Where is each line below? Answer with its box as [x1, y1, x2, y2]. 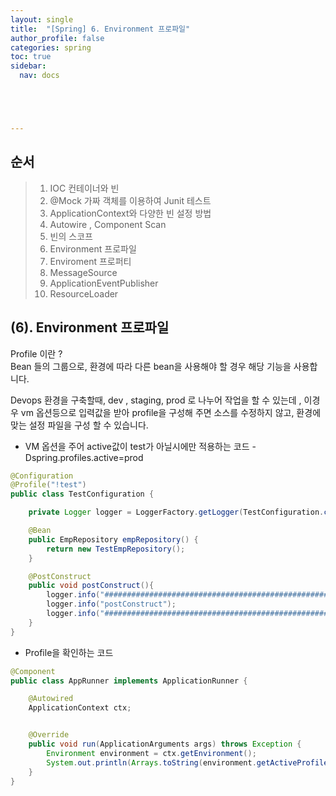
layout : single [10, 14, 74, 25]
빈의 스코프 [49, 230, 93, 242]
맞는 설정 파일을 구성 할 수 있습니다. [10, 419, 149, 431]
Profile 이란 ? [10, 347, 63, 360]
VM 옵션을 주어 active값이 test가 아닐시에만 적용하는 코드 [24, 440, 250, 452]
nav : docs [19, 71, 60, 81]
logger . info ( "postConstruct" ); [46, 599, 177, 610]
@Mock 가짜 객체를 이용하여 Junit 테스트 [49, 194, 212, 206]
